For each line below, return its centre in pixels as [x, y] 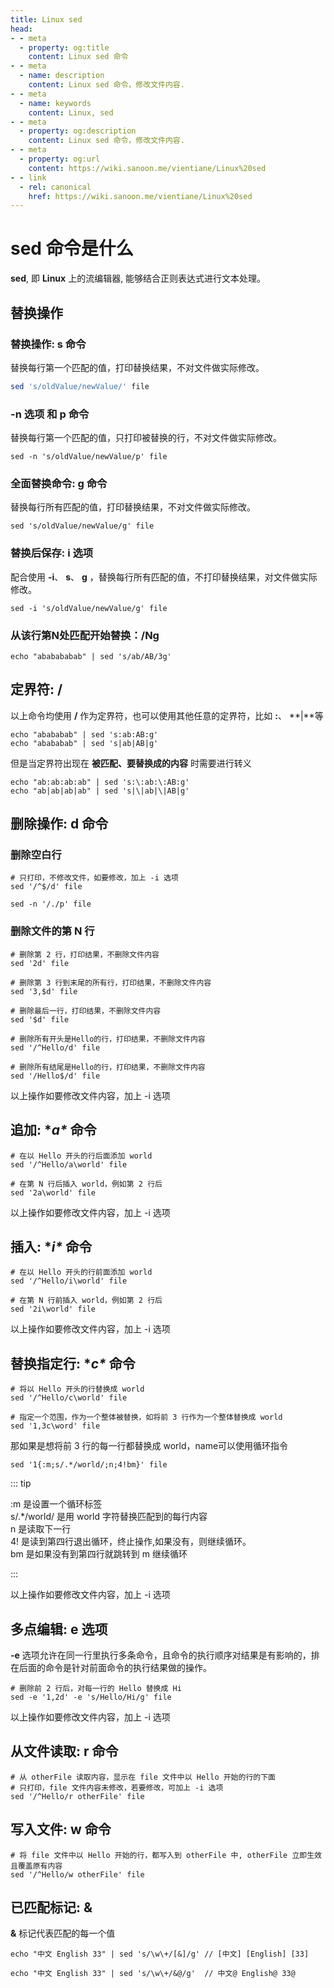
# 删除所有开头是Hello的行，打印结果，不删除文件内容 [108, 1039]
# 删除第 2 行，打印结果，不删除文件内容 [85, 954]
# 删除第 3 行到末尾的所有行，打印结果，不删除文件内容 [111, 982]
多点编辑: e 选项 [59, 1629]
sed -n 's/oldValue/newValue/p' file [89, 457]
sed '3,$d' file [44, 991]
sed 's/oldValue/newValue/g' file [82, 526]
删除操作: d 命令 [59, 824]
